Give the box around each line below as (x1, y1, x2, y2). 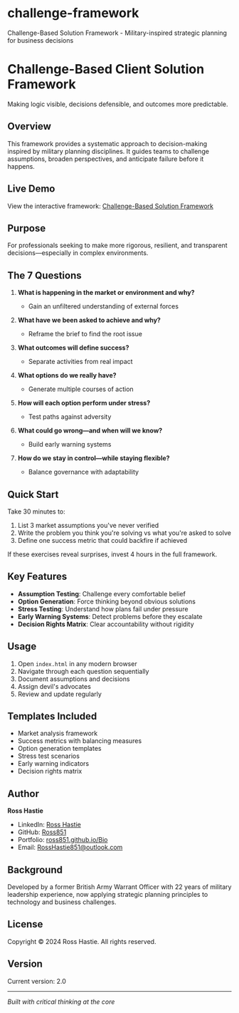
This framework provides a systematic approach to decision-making (7, 139, 208, 147)
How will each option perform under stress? (17, 399, 151, 407)
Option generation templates (17, 744, 102, 753)
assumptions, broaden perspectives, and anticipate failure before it (7, 155, 204, 163)
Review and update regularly (17, 690, 102, 698)
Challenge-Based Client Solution (7, 61, 205, 78)
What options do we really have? (17, 371, 117, 380)
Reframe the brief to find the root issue (28, 330, 142, 338)
